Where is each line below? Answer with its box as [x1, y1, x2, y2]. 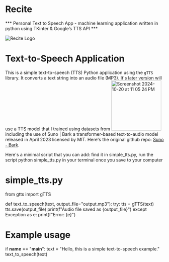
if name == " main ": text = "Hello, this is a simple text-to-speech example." [5, 245, 160, 252]
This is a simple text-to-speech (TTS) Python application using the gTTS [5, 69, 153, 75]
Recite [5, 4, 33, 15]
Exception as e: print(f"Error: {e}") [5, 211, 76, 217]
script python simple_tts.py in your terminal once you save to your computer [5, 157, 163, 163]
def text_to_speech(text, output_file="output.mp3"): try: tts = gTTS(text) [5, 201, 154, 207]
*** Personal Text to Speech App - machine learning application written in [5, 20, 158, 26]
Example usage [5, 229, 71, 240]
